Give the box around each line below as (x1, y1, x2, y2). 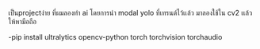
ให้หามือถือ (8, 17, 37, 26)
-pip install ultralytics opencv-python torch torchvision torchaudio (8, 33, 223, 41)
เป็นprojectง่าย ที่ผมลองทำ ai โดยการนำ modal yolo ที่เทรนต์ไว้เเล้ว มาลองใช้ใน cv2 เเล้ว (8, 9, 253, 17)
